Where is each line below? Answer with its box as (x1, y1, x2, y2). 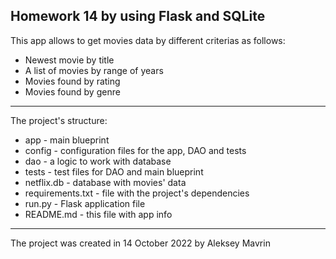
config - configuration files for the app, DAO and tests (24, 144, 247, 156)
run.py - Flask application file (24, 197, 146, 209)
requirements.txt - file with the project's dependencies (24, 187, 250, 199)
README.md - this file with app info (24, 208, 173, 220)
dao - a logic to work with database (24, 155, 172, 167)
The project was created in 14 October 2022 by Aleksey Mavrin (10, 237, 271, 249)
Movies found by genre (24, 85, 121, 98)
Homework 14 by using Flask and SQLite (10, 8, 266, 25)
